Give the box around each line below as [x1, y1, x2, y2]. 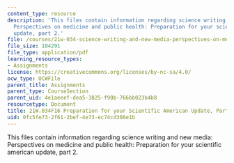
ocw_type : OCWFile [7, 75, 61, 82]
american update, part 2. [7, 148, 79, 156]
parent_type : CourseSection [7, 88, 89, 95]
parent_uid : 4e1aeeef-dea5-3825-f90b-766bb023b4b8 [7, 95, 157, 102]
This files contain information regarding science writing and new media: [7, 133, 213, 141]
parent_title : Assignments [7, 81, 86, 88]
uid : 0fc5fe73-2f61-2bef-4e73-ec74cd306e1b [7, 114, 136, 121]
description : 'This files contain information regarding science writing [7, 17, 226, 24]
